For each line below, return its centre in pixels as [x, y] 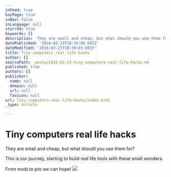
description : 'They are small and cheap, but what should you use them [83, 39]
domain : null [24, 86]
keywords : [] [19, 34]
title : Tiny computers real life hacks [48, 53]
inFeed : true [19, 10]
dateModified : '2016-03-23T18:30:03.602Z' [51, 48]
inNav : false [19, 19]
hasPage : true [20, 15]
